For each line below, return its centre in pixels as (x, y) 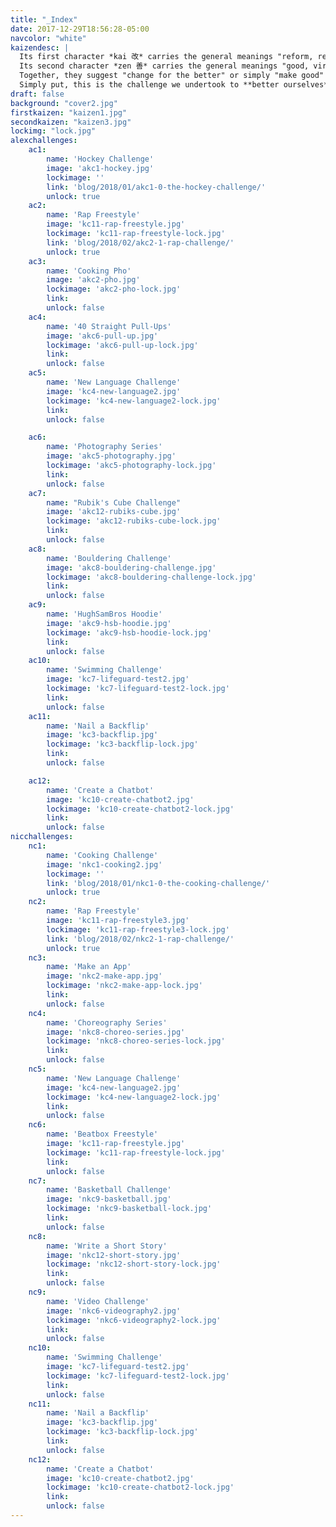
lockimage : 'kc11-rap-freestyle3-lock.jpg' (138, 929)
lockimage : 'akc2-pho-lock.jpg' (114, 289)
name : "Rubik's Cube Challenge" (114, 502)
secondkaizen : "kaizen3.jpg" (71, 122)
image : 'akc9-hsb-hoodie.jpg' (109, 623)
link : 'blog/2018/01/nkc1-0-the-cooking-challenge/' (158, 883)
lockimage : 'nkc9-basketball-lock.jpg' (129, 1209)
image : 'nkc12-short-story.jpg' (114, 1255)
